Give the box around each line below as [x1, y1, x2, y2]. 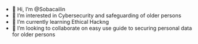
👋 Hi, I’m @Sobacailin [11, 6, 65, 12]
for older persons [11, 31, 56, 38]
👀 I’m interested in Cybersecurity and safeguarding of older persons [11, 12, 182, 19]
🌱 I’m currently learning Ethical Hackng [11, 18, 109, 25]
